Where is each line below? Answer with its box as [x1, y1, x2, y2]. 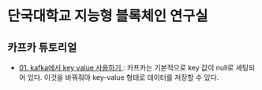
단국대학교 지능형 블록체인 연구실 [7, 7, 208, 25]
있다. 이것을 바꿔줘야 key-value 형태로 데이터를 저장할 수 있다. [27, 73, 219, 82]
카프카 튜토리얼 [7, 41, 77, 54]
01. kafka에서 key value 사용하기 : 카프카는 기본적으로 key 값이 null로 [18, 63, 234, 72]
